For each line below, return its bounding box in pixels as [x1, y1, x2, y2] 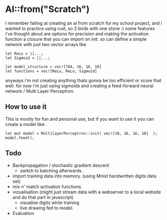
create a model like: [5, 121, 46, 127]
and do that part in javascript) [12, 194, 73, 200]
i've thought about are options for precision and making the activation [5, 31, 149, 37]
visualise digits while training [19, 199, 79, 205]
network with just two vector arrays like [5, 41, 86, 47]
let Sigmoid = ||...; [5, 55, 50, 61]
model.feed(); [5, 135, 35, 140]
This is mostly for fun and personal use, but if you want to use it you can [5, 116, 154, 122]
